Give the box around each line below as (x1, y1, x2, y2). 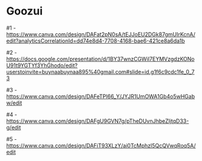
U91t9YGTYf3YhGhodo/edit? (6, 62, 78, 69)
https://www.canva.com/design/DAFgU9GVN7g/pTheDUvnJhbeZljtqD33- (6, 117, 189, 125)
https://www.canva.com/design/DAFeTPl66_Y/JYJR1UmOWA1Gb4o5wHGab (6, 93, 195, 100)
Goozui (6, 4, 43, 18)
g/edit (6, 123, 21, 131)
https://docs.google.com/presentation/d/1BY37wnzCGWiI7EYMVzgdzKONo (6, 55, 195, 62)
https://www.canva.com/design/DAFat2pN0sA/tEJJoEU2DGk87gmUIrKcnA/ (6, 30, 195, 38)
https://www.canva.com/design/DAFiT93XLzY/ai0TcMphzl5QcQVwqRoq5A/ (6, 142, 196, 149)
